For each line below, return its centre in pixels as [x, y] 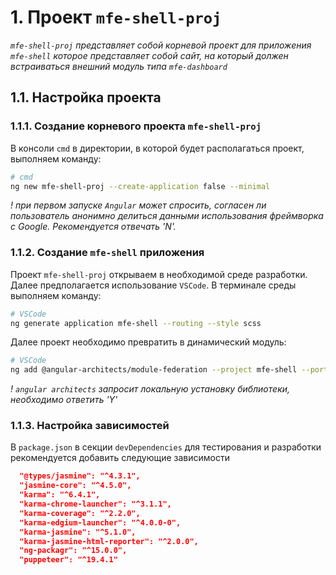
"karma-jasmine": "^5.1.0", [78, 532]
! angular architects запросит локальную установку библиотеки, [150, 389]
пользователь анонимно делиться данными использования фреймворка [167, 216]
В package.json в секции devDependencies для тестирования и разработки [166, 447]
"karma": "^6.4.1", [60, 495]
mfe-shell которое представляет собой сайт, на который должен [149, 55]
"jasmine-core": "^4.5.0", [75, 486]
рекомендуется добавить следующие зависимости [120, 458]
